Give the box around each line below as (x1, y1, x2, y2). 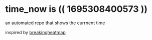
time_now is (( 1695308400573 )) (5, 3, 148, 15)
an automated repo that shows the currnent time (5, 20, 105, 26)
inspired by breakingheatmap (5, 29, 66, 35)
